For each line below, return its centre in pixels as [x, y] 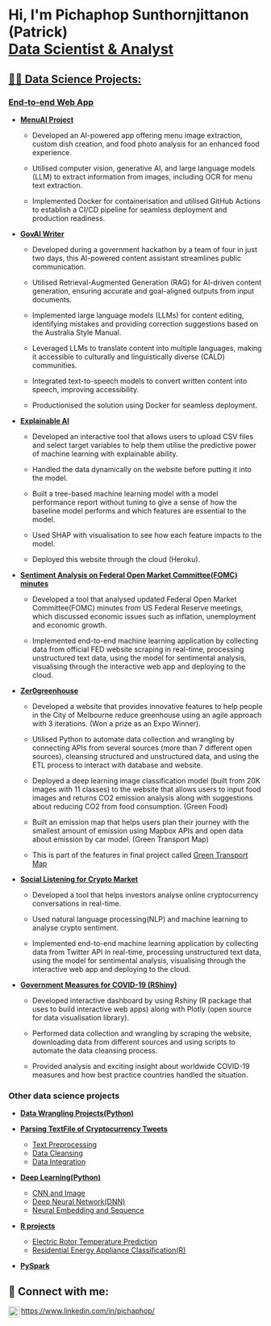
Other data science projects [64, 1096]
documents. [52, 299]
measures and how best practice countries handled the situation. [140, 1075]
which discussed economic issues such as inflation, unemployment [144, 616]
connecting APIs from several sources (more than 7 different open [142, 747]
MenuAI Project [47, 120]
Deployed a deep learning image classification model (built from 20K [146, 780]
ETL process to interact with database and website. [117, 765]
